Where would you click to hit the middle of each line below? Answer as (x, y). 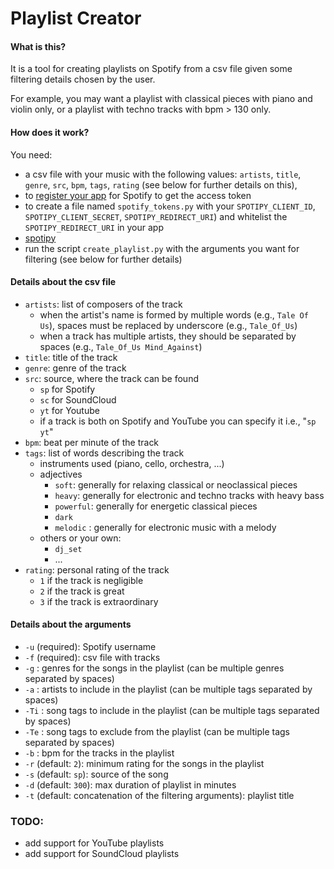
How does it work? (50, 132)
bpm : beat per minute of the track (92, 442)
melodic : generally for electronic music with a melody (165, 527)
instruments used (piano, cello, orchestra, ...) (132, 463)
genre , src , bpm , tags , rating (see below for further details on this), (161, 184)
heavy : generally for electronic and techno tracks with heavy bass (189, 495)
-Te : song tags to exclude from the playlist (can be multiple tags (157, 731)
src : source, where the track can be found (111, 378)
